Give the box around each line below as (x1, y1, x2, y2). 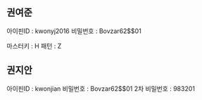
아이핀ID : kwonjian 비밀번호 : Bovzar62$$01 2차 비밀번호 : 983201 (6, 84, 195, 93)
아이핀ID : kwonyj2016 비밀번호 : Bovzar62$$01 (6, 27, 141, 35)
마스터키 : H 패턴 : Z (6, 42, 62, 50)
